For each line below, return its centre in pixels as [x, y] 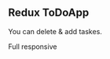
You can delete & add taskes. [55, 31]
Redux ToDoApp [49, 13]
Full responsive [33, 47]
